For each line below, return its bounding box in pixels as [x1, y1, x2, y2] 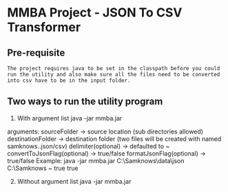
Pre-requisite [7, 47, 65, 58]
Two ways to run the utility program [7, 96, 163, 107]
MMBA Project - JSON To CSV [7, 5, 183, 21]
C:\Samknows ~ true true [7, 164, 79, 172]
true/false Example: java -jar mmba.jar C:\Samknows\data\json [7, 156, 185, 164]
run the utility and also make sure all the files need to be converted [7, 71, 220, 78]
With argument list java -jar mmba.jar [17, 114, 123, 122]
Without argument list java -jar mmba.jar [17, 177, 132, 185]
